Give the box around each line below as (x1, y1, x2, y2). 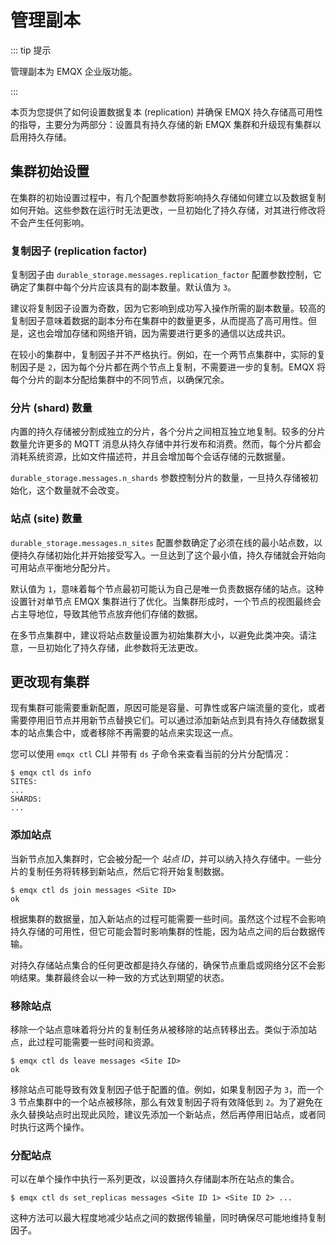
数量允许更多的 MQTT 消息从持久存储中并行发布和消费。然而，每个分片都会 (10, 438, 322, 450)
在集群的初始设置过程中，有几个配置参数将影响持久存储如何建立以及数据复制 (10, 191, 326, 203)
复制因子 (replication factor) (10, 244, 148, 258)
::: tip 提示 (10, 44, 52, 56)
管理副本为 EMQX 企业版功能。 (10, 65, 138, 77)
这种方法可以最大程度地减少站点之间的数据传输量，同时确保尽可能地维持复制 (10, 1212, 326, 1224)
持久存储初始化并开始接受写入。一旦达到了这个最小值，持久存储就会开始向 (18, 549, 326, 561)
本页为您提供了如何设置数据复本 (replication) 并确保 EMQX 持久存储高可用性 (10, 106, 323, 118)
